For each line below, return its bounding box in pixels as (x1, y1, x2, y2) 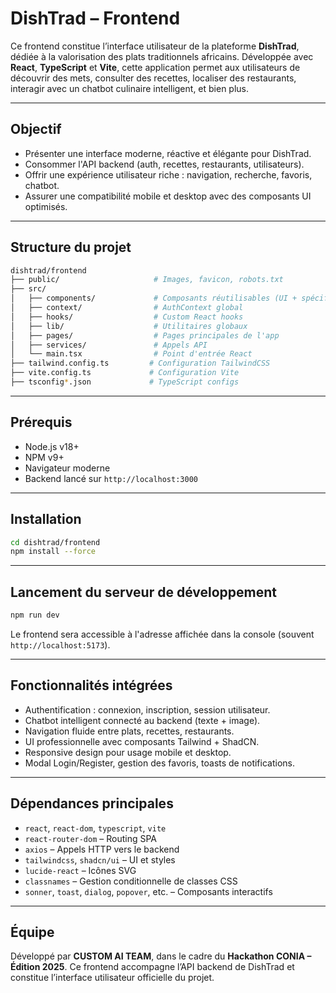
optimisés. (24, 200, 68, 212)
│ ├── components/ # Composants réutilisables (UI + (10, 293, 298, 304)
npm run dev (10, 610, 60, 621)
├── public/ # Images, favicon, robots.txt (10, 275, 284, 285)
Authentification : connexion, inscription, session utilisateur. (24, 703, 271, 716)
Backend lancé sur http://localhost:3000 (24, 472, 198, 484)
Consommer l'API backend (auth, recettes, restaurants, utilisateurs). (24, 158, 305, 170)
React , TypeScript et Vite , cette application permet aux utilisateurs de (10, 61, 301, 73)
